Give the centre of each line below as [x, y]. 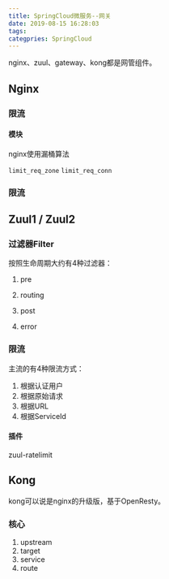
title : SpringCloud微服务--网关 [60, 16]
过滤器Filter [32, 244]
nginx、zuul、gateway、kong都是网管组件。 [82, 63]
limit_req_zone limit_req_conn [60, 171]
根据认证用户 [41, 386]
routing [32, 295]
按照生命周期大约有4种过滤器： [61, 263]
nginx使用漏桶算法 [39, 153]
